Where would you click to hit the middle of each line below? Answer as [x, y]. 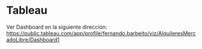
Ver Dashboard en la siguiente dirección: [57, 27]
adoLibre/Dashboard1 [33, 39]
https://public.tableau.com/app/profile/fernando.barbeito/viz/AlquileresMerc [101, 33]
